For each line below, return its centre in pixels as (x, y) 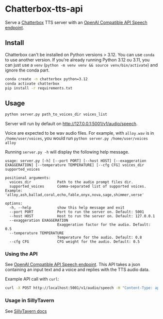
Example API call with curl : (32, 279)
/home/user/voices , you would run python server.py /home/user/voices (76, 138)
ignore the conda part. (27, 70)
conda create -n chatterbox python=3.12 (47, 79)
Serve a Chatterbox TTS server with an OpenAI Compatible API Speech (76, 22)
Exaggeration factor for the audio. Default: (104, 225)
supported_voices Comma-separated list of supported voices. (78, 186)
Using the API (21, 254)
